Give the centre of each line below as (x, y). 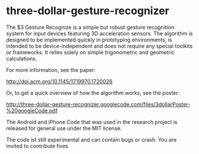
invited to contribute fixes (37, 146)
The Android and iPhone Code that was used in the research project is (92, 122)
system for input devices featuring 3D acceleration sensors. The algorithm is (99, 33)
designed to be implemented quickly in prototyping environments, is (89, 40)
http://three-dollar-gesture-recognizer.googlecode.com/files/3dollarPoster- (98, 104)
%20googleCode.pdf (32, 110)
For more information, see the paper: (51, 70)
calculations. (22, 58)
